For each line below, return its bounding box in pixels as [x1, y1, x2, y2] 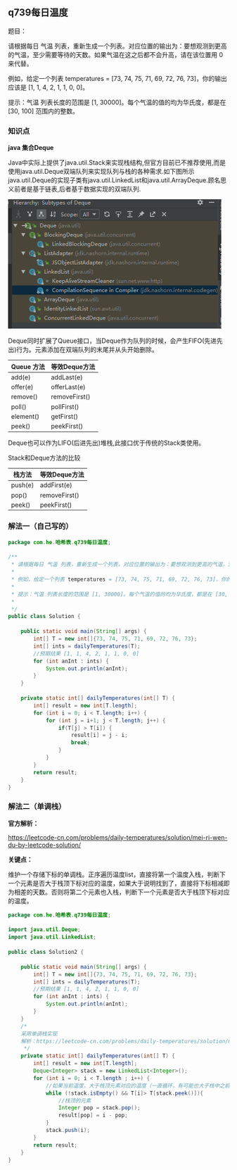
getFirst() [51, 412, 78, 420]
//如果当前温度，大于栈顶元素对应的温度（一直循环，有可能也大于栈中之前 [45, 1082, 231, 1089]
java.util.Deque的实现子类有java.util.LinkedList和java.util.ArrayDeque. [8, 176, 208, 184]
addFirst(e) [39, 481, 72, 489]
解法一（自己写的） [8, 522, 73, 531]
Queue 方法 [11, 362, 45, 371]
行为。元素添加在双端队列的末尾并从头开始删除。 [16, 346, 159, 354]
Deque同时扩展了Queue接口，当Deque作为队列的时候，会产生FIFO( [8, 336, 205, 345]
